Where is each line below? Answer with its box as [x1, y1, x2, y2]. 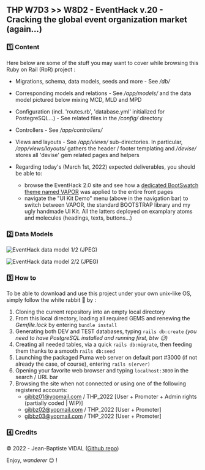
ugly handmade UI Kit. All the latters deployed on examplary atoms [24, 207, 193, 215]
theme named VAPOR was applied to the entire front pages [24, 188, 173, 195]
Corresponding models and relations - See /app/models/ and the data [15, 89, 192, 97]
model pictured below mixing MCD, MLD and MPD [15, 96, 142, 103]
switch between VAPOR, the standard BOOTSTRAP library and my [24, 201, 191, 208]
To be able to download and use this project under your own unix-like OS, [6, 290, 192, 297]
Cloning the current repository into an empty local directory [15, 308, 165, 315]
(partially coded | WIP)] [24, 399, 84, 407]
